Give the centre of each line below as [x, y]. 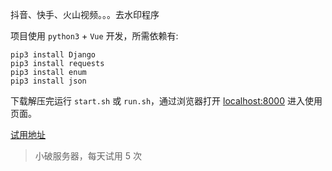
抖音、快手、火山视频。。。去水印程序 [85, 14]
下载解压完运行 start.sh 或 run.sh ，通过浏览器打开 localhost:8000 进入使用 [166, 101]
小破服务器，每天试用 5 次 [88, 156]
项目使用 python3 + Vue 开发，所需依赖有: [94, 36]
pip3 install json [48, 81]
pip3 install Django [53, 55]
